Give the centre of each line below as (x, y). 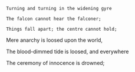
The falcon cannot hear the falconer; (54, 19)
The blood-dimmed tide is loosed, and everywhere (67, 51)
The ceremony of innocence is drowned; (55, 63)
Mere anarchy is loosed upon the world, (55, 40)
